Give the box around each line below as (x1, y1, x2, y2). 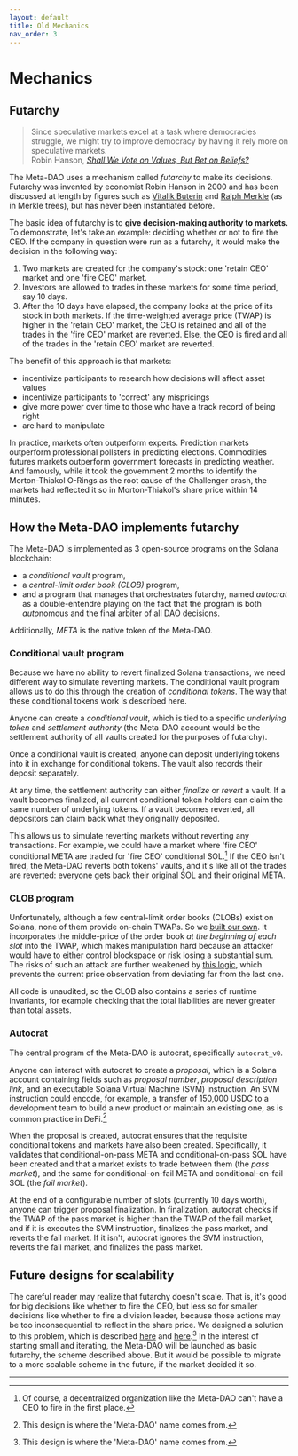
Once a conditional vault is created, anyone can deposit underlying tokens (9, 749, 281, 760)
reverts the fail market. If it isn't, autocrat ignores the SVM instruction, (9, 1232, 264, 1244)
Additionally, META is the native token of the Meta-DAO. (9, 625, 213, 636)
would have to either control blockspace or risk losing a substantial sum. (9, 950, 274, 960)
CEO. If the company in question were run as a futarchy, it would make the (9, 236, 281, 247)
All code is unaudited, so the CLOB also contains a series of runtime (9, 986, 257, 997)
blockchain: (9, 553, 51, 564)
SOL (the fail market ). (9, 1178, 89, 1189)
